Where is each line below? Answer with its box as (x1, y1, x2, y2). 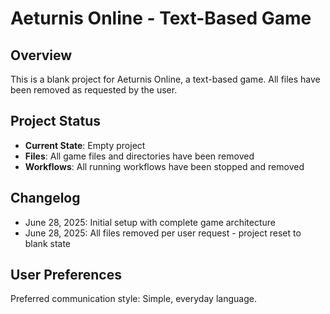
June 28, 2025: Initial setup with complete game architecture (24, 216, 276, 228)
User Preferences (10, 267, 122, 284)
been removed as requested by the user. (10, 84, 178, 96)
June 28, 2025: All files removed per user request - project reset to (24, 227, 302, 239)
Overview (10, 47, 73, 64)
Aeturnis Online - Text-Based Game (10, 7, 312, 30)
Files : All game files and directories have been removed (24, 150, 255, 162)
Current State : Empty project (24, 139, 146, 151)
